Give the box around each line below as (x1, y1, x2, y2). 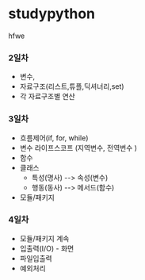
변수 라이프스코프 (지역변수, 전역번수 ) (19, 143, 137, 152)
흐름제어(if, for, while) (19, 132, 89, 143)
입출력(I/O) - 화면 (19, 244, 74, 253)
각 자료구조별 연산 (19, 92, 75, 102)
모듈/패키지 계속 (19, 233, 70, 243)
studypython (8, 5, 95, 23)
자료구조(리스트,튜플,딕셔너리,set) (19, 82, 124, 91)
